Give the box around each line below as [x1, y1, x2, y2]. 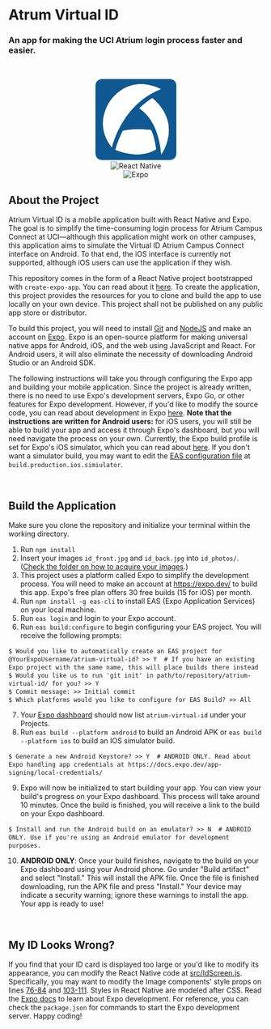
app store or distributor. [8, 308, 87, 317]
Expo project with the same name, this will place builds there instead [8, 664, 259, 672]
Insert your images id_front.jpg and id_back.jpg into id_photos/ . [19, 553, 239, 563]
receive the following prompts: [19, 631, 122, 640]
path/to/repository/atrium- [156, 672, 252, 680]
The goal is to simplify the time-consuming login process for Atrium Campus [8, 223, 263, 233]
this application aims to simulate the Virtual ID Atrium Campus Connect [8, 240, 244, 250]
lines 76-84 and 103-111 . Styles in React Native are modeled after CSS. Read [8, 985, 262, 995]
